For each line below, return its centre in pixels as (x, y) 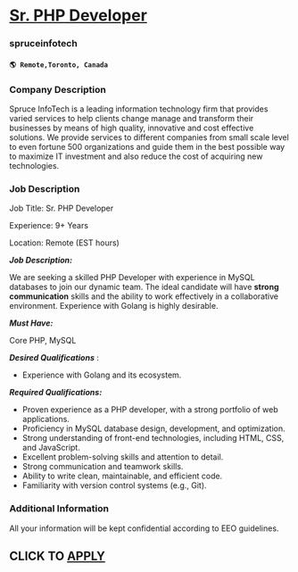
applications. (46, 419)
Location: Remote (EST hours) (65, 243)
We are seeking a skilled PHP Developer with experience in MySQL (132, 278)
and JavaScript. (51, 448)
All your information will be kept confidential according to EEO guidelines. (144, 528)
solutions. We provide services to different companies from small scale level (149, 137)
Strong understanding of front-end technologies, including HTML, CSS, (153, 438)
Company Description (58, 89)
